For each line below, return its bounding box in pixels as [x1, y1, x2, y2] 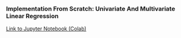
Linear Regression [6, 12, 59, 20]
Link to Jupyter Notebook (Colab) [6, 25, 86, 32]
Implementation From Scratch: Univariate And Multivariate [6, 5, 175, 13]
